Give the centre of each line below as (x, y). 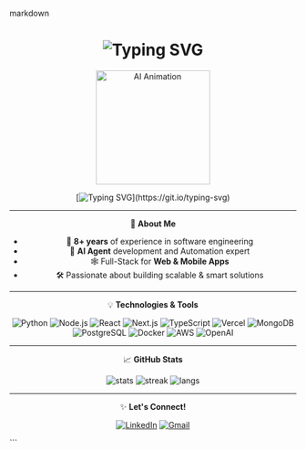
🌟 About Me (153, 224)
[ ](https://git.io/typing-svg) (153, 197)
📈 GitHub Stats (153, 359)
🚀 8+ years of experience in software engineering (160, 241)
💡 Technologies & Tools (153, 304)
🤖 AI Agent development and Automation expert (160, 251)
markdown (30, 13)
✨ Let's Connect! (153, 406)
